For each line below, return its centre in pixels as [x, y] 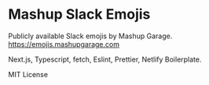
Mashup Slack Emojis [79, 14]
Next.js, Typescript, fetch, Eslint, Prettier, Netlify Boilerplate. [105, 59]
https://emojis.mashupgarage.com [64, 44]
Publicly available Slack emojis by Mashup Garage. [90, 36]
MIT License [28, 74]
